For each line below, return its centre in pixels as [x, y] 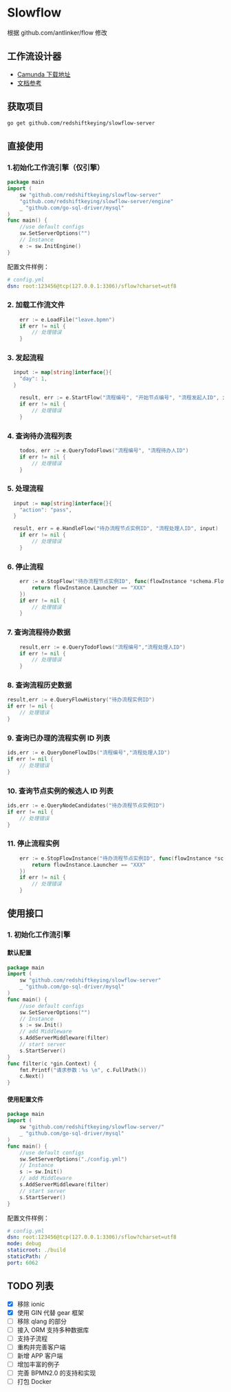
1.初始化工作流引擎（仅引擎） [56, 167]
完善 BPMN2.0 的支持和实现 [56, 1373]
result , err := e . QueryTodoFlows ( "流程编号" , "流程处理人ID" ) [102, 647]
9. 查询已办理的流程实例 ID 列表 [59, 738]
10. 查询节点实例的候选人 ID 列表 [60, 791]
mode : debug [24, 1244]
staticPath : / [27, 1257]
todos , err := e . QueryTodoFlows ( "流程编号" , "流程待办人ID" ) [104, 450]
